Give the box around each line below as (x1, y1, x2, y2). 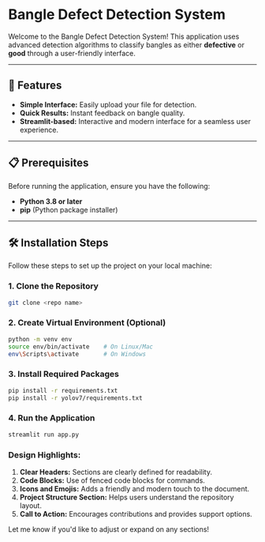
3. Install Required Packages (8, 369, 120, 380)
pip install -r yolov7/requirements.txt (8, 393, 144, 402)
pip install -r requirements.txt (8, 386, 118, 394)
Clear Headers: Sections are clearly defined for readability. (19, 467, 213, 476)
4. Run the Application (8, 412, 95, 423)
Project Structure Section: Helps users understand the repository (19, 492, 234, 502)
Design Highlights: (8, 449, 81, 460)
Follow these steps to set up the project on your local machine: (8, 261, 212, 270)
